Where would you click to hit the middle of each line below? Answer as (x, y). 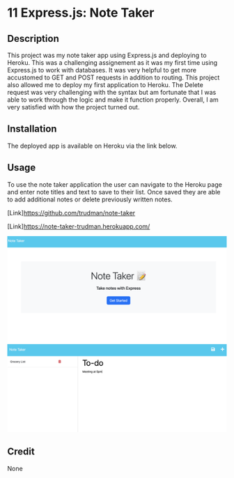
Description (33, 39)
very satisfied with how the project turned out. (73, 107)
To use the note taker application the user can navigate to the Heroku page (115, 184)
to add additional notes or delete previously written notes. (90, 199)
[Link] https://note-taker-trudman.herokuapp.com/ (79, 226)
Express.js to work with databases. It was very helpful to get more (102, 70)
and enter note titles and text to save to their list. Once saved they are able (114, 192)
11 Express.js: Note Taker (81, 13)
